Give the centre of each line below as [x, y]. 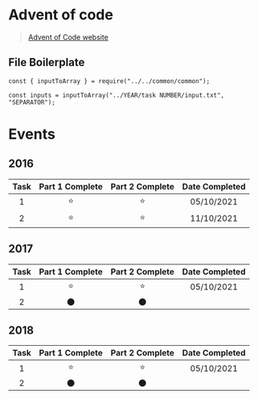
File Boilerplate [47, 62]
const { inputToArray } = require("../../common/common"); [109, 81]
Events [32, 134]
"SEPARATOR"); [32, 102]
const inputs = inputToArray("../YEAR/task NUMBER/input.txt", [117, 95]
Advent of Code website [68, 37]
